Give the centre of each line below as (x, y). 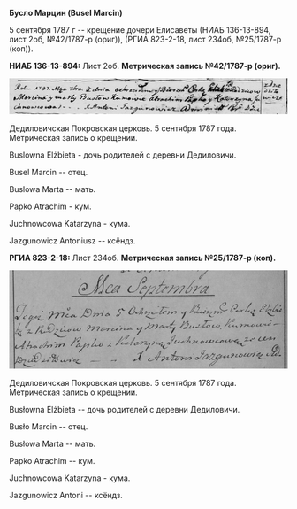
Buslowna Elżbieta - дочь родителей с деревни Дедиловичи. (123, 155)
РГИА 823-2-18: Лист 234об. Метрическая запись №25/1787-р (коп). (143, 258)
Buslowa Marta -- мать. (53, 189)
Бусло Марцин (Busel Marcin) (66, 13)
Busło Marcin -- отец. (49, 426)
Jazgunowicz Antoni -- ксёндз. (66, 495)
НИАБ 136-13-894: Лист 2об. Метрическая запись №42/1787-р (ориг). (145, 66)
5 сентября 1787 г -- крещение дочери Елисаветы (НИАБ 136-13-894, (140, 30)
